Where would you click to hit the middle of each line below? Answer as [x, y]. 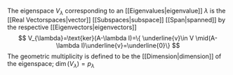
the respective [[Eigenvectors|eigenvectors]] [72, 27]
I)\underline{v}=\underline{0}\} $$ [131, 45]
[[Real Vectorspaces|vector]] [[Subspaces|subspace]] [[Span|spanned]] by [116, 19]
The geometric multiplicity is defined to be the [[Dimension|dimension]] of [114, 56]
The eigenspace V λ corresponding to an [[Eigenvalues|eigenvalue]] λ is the [116, 12]
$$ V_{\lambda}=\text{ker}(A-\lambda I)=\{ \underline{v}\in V [106, 37]
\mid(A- [206, 37]
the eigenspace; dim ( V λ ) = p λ [51, 64]
